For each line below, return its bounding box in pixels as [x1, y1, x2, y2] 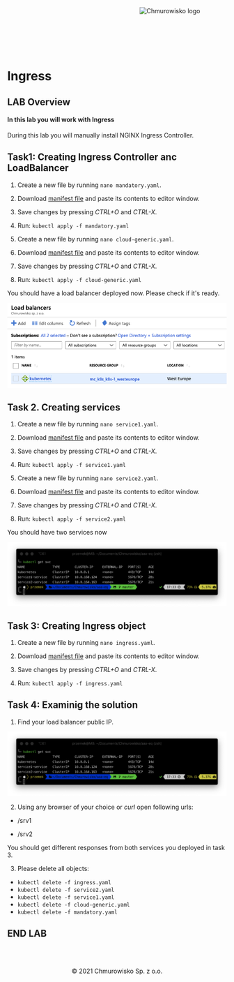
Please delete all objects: [17, 864, 89, 872]
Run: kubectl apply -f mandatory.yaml [17, 221, 130, 230]
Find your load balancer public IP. [17, 717, 114, 726]
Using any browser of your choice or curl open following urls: [17, 803, 194, 811]
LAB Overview [7, 96, 71, 107]
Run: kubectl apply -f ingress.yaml [17, 679, 123, 687]
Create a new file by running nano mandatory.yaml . [17, 181, 162, 189]
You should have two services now [7, 528, 107, 537]
